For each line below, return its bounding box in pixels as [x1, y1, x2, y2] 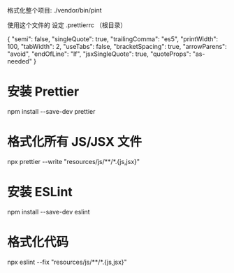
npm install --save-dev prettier [7, 107, 96, 115]
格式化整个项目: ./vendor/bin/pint [7, 6, 102, 14]
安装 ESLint [7, 184, 73, 200]
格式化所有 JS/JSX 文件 [7, 134, 142, 150]
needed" [7, 57, 33, 65]
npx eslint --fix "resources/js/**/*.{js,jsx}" [7, 258, 127, 266]
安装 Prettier [7, 84, 80, 100]
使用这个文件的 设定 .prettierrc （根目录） [7, 21, 127, 29]
